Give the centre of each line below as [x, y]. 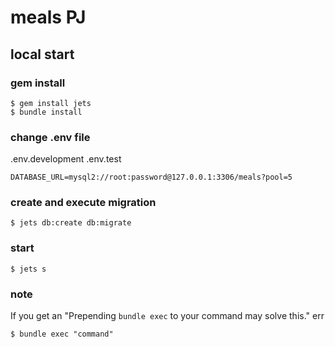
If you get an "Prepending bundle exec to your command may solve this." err [167, 316]
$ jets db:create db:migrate [71, 223]
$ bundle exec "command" [62, 334]
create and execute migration [83, 203]
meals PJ [48, 17]
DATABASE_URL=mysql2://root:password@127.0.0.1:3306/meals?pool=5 [151, 177]
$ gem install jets [51, 103]
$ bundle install [46, 112]
